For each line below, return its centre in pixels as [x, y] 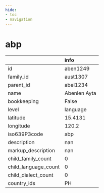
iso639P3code [25, 134]
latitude [17, 118]
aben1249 [77, 69]
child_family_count [30, 159]
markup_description [32, 151]
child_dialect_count [31, 175]
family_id [18, 77]
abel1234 [76, 85]
